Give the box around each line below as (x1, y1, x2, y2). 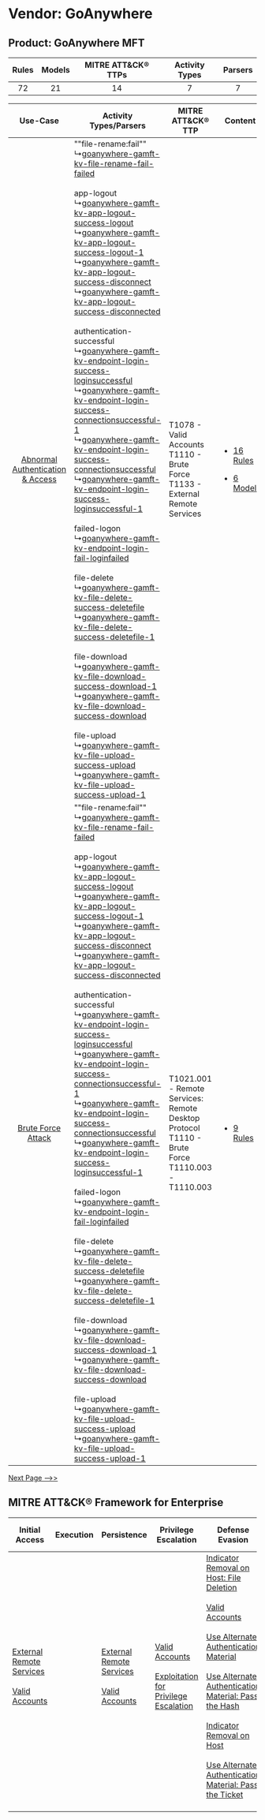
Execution (54, 1529, 94, 1540)
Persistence (101, 1529, 147, 1540)
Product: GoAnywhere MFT (8, 36, 145, 50)
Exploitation (155, 1670, 199, 1681)
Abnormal (21, 454, 58, 465)
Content (224, 115, 256, 126)
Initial (19, 1524, 41, 1535)
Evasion (218, 1534, 249, 1545)
